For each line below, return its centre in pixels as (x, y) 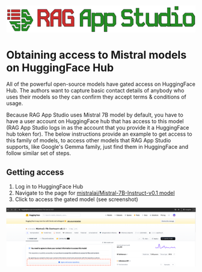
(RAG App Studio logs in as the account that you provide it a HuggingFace (98, 128)
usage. (15, 103)
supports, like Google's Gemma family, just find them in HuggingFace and (97, 147)
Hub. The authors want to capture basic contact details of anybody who (95, 91)
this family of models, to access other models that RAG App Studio (89, 141)
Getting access (35, 172)
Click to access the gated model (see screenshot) (76, 199)
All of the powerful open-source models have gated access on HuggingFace (101, 84)
